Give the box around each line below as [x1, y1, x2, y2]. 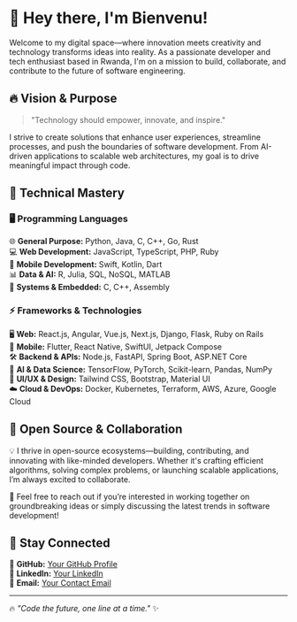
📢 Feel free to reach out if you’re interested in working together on [9, 491, 250, 502]
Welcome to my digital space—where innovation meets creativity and [9, 37, 262, 48]
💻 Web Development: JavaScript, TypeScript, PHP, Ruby [9, 247, 219, 257]
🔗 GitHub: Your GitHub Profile [9, 559, 118, 570]
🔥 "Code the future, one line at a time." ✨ [9, 603, 159, 614]
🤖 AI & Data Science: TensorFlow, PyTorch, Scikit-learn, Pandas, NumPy [9, 364, 272, 374]
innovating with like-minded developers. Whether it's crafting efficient [9, 455, 263, 465]
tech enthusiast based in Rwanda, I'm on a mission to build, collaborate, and [9, 56, 286, 66]
